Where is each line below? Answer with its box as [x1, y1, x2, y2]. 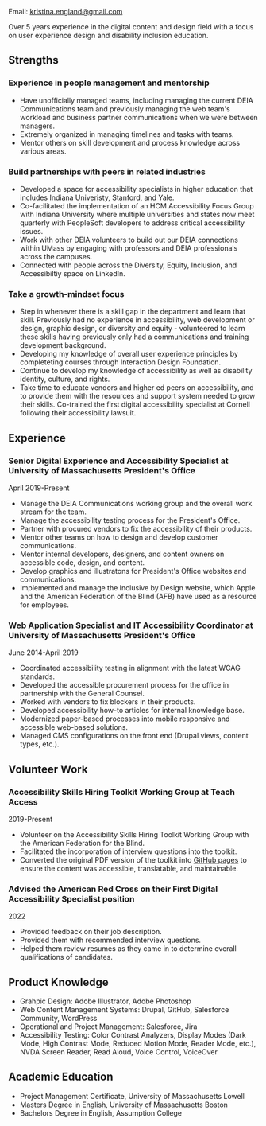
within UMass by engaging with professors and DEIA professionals [19, 243, 238, 253]
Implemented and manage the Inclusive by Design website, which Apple [19, 582, 256, 592]
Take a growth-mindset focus [8, 288, 125, 299]
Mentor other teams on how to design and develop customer [19, 532, 218, 542]
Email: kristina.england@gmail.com [8, 7, 123, 16]
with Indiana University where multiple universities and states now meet [19, 209, 255, 219]
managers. [19, 121, 56, 131]
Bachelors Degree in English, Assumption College [19, 1108, 183, 1117]
